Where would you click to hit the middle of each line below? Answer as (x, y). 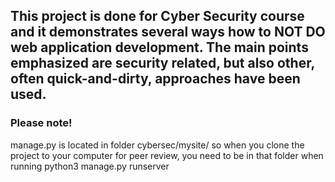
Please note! (41, 123)
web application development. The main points (159, 47)
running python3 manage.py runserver (90, 166)
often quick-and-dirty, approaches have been (155, 79)
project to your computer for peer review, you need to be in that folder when (167, 155)
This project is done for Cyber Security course (157, 16)
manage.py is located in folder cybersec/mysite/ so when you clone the (157, 145)
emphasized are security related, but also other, (162, 63)
